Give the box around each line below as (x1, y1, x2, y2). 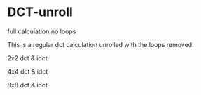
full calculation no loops (7, 27, 76, 35)
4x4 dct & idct (7, 67, 48, 76)
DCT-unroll (7, 4, 74, 20)
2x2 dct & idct (7, 53, 48, 62)
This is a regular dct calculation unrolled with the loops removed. (7, 40, 194, 49)
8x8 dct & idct (7, 80, 48, 89)
